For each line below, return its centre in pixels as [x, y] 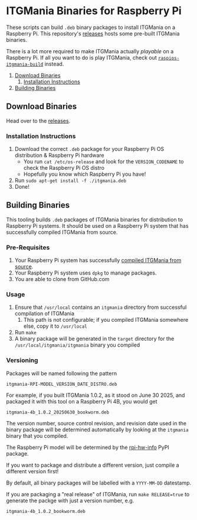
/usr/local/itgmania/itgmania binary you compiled [77, 345]
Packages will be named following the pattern [61, 373]
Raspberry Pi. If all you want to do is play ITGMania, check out [82, 57]
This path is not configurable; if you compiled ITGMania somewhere [106, 320]
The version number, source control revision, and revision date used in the [96, 423]
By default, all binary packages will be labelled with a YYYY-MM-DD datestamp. [99, 483]
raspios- [169, 58]
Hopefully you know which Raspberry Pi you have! [85, 174]
